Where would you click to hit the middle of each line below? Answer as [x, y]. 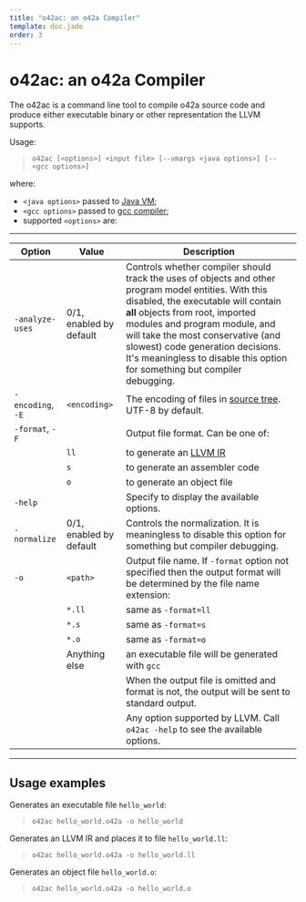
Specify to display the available [193, 497]
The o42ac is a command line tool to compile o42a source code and [138, 105]
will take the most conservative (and [203, 335]
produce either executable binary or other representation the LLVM [135, 115]
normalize [35, 539]
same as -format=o [166, 640]
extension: [148, 595]
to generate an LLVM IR [176, 453]
